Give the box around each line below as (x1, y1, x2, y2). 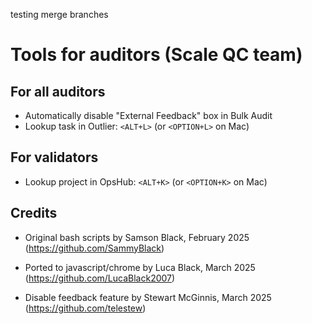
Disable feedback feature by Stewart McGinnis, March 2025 (24, 291, 272, 303)
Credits (10, 205, 58, 222)
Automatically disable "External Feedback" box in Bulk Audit (24, 110, 273, 121)
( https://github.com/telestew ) (24, 302, 147, 314)
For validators (10, 149, 99, 166)
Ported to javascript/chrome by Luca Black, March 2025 (24, 261, 256, 273)
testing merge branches (10, 9, 109, 20)
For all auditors (10, 83, 106, 100)
